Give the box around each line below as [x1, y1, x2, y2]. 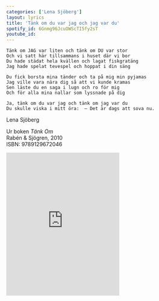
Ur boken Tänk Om [6, 128, 54, 135]
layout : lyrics [6, 14, 45, 20]
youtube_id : [6, 31, 36, 37]
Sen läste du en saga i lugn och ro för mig [6, 85, 120, 91]
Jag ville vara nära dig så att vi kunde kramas [6, 79, 131, 85]
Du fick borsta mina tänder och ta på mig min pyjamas [6, 74, 147, 80]
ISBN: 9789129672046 [6, 141, 63, 148]
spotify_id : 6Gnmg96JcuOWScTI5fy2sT [6, 25, 98, 32]
